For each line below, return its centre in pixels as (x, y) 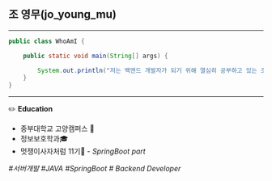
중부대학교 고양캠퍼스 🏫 (57, 128)
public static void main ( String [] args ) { (96, 56)
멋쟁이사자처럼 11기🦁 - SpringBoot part (83, 151)
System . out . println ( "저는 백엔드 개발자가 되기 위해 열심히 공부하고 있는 (147, 70)
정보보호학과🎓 (44, 139)
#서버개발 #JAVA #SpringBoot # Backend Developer (95, 169)
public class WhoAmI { (47, 41)
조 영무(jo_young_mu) (63, 15)
